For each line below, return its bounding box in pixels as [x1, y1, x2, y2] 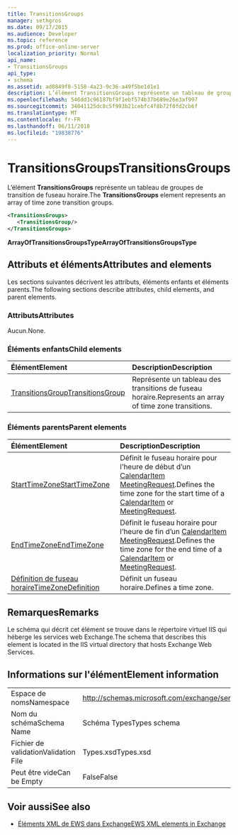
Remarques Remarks [7, 606, 99, 618]
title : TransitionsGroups [7, 10, 84, 18]
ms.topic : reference [7, 37, 69, 44]
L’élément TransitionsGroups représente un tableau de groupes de [7, 183, 203, 192]
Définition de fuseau [11, 573, 79, 583]
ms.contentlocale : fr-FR [7, 116, 81, 123]
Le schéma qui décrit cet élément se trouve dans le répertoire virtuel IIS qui [7, 626, 227, 634]
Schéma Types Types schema [82, 718, 181, 728]
